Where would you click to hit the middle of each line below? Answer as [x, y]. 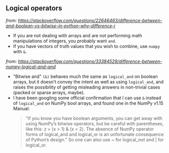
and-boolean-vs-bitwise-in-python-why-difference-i [60, 26]
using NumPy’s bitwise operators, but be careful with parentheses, [95, 123]
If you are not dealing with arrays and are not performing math [77, 35]
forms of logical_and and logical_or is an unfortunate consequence [95, 134]
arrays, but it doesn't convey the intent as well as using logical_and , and [88, 82]
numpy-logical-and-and [31, 66]
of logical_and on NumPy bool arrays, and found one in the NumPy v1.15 [88, 103]
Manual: [21, 108]
